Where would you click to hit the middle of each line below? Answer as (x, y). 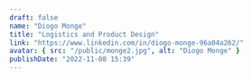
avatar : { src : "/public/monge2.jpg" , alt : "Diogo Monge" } (125, 51)
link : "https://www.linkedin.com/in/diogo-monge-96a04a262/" (127, 43)
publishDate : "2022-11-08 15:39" (72, 59)
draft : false (34, 17)
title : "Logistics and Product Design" (84, 34)
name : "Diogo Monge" (48, 26)
